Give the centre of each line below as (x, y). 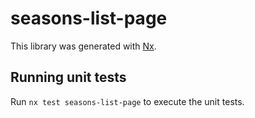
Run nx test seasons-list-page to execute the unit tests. (127, 101)
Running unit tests (68, 77)
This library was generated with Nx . (83, 46)
